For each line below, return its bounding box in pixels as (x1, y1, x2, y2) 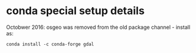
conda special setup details (6, 4, 145, 18)
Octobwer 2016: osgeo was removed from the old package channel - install (6, 24, 191, 31)
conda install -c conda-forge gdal (6, 41, 94, 47)
